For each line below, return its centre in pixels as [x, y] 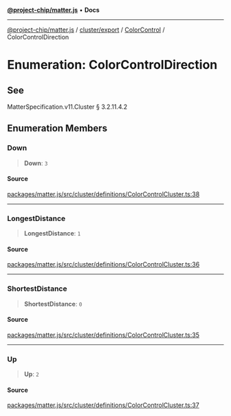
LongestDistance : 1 [52, 233]
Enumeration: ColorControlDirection [112, 65]
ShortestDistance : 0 [53, 304]
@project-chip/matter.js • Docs [53, 10]
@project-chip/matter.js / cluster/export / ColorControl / [86, 30]
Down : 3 [36, 163]
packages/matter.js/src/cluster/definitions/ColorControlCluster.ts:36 [103, 264]
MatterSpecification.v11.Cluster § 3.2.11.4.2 [67, 107]
